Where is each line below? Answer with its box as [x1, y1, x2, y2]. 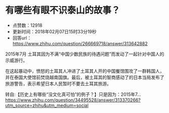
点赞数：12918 [12, 22, 43, 28]
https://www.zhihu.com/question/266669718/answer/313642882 [12, 40, 148, 46]
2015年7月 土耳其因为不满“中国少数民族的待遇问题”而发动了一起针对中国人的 [5, 51, 164, 57]
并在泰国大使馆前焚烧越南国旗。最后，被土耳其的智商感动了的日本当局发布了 [5, 74, 164, 80]
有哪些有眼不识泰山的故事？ [5, 5, 121, 16]
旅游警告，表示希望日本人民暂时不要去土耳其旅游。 [5, 80, 111, 86]
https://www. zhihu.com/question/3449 [5, 97, 87, 103]
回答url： [12, 35, 32, 41]
